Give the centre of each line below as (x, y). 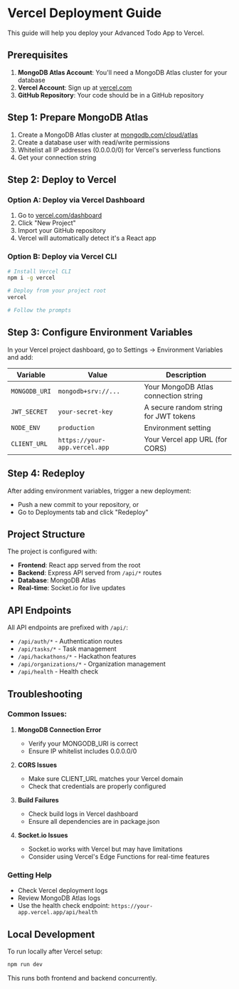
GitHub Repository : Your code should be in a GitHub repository (111, 95)
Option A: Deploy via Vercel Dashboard (76, 199)
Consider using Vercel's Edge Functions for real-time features (119, 857)
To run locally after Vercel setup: (55, 951)
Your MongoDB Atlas (179, 387)
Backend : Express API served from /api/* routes (90, 573)
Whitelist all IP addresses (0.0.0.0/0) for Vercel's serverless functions (119, 150)
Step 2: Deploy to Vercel (62, 179)
